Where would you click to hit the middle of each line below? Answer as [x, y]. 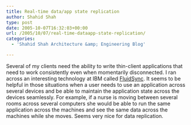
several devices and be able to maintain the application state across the [93, 91]
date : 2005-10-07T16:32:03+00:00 [47, 28]
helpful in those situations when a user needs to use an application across [96, 85]
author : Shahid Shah [31, 17]
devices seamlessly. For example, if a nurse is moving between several [92, 97]
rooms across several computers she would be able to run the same [88, 103]
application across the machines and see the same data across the [87, 110]
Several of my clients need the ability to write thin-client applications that [95, 66]
